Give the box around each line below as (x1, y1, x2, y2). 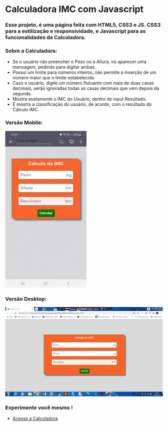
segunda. (12, 91, 32, 97)
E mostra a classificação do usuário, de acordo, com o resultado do (12, 101, 152, 107)
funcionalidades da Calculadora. (5, 34, 86, 41)
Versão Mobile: (5, 119, 43, 126)
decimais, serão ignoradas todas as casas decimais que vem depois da (12, 85, 159, 91)
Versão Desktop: (5, 295, 47, 302)
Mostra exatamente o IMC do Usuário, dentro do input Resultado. (12, 96, 147, 102)
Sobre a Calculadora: (5, 48, 57, 55)
